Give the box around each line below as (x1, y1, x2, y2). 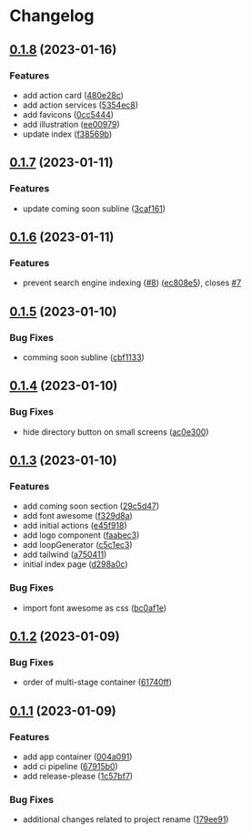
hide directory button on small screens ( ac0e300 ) (22, 426, 209, 438)
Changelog (9, 5, 95, 26)
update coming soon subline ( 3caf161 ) (22, 202, 166, 214)
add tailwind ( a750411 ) (22, 549, 107, 561)
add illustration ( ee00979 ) (22, 118, 120, 129)
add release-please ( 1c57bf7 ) (22, 770, 134, 781)
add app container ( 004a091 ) (22, 751, 133, 762)
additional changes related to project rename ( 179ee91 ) (22, 814, 229, 825)
